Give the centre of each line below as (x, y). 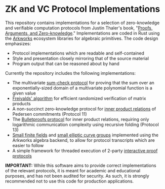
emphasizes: (18, 43)
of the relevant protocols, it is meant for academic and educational (73, 170)
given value (24, 93)
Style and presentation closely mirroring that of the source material (81, 58)
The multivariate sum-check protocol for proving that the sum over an (83, 83)
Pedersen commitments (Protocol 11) (50, 114)
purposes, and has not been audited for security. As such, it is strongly (77, 176)
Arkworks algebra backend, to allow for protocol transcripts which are (83, 140)
